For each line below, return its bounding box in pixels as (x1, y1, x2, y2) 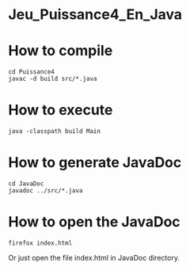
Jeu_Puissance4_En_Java (8, 6, 183, 24)
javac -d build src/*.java (8, 75, 97, 83)
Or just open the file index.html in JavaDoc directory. (8, 253, 180, 262)
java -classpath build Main (8, 127, 101, 135)
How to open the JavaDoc (8, 213, 180, 231)
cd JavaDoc (8, 180, 44, 188)
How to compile (8, 42, 113, 60)
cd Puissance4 (8, 68, 55, 76)
